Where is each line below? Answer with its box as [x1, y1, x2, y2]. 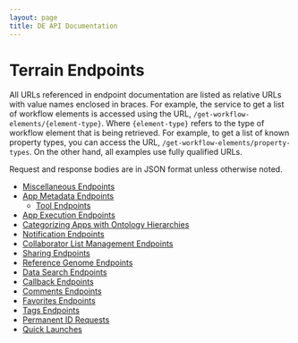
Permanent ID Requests [21, 314, 110, 325]
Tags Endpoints [21, 305, 81, 316]
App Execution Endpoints [21, 210, 116, 220]
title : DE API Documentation [9, 21, 118, 30]
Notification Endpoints [21, 229, 105, 240]
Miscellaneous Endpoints [21, 181, 115, 193]
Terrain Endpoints [9, 60, 145, 81]
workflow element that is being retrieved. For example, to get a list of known [9, 127, 290, 139]
